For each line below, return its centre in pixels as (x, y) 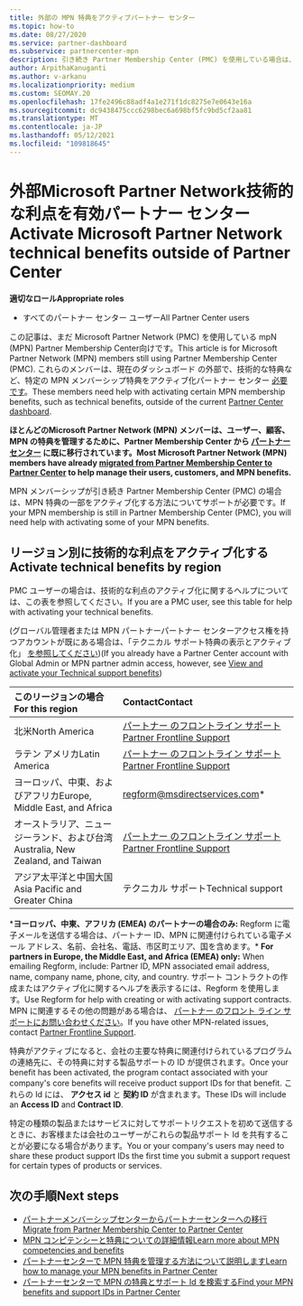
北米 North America (54, 731)
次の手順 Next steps (64, 1195)
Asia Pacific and (48, 888)
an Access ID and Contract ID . (66, 1104)
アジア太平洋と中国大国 (64, 877)
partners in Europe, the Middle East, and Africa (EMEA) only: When (137, 956)
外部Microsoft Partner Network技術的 (151, 191)
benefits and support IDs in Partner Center (101, 1292)
